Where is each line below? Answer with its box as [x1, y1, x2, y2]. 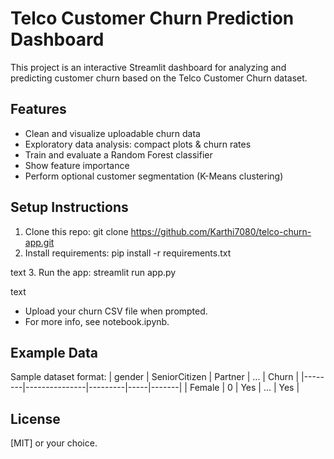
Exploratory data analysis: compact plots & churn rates [24, 138, 252, 150]
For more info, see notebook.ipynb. [24, 315, 170, 327]
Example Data [10, 344, 99, 361]
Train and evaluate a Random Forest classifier [24, 148, 213, 161]
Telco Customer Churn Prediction [10, 7, 295, 30]
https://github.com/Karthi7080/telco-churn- [130, 225, 312, 237]
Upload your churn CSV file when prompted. [24, 305, 208, 317]
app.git [24, 236, 55, 248]
